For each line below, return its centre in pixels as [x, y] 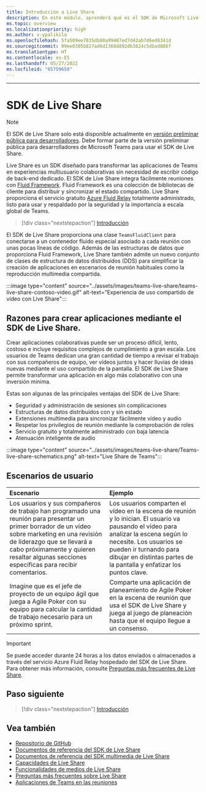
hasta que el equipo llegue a [150, 620]
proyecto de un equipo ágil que [54, 594]
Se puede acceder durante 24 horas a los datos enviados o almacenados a [101, 655]
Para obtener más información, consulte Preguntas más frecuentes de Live [101, 668]
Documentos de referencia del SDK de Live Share [78, 750]
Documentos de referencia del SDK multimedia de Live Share [92, 756]
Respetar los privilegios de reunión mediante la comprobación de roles [105, 425]
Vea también [31, 729]
